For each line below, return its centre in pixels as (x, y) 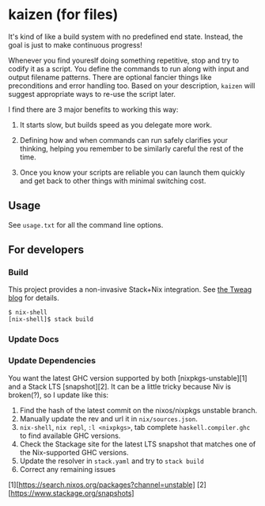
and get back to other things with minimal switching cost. (113, 181)
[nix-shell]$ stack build (51, 320)
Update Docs (34, 339)
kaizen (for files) (63, 15)
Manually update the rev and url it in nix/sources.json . (108, 419)
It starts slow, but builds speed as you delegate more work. (115, 125)
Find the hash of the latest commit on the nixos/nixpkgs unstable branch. (138, 410)
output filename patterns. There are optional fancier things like (110, 77)
